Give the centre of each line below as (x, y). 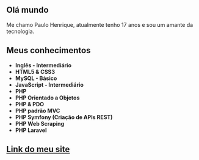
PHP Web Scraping (40, 123)
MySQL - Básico (36, 78)
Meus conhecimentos (49, 50)
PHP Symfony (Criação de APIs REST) (64, 117)
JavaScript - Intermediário (49, 84)
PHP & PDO (30, 104)
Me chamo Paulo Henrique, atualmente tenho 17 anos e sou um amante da (100, 24)
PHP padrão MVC (38, 111)
